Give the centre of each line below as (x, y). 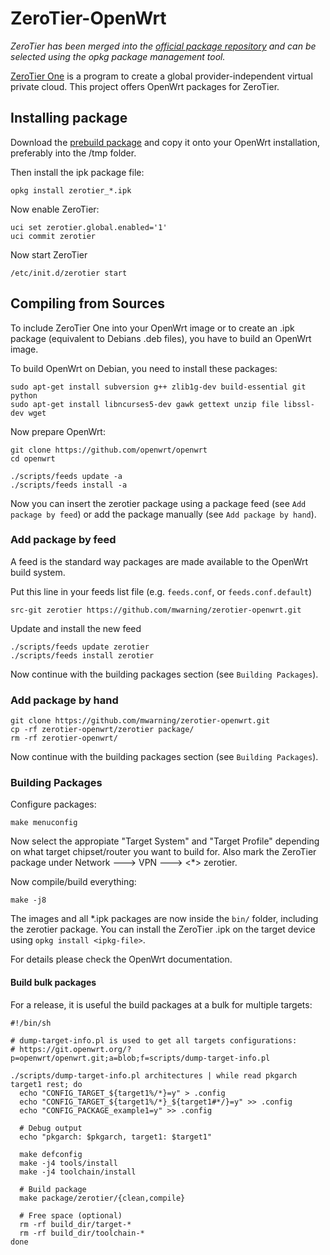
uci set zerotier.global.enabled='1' (89, 227)
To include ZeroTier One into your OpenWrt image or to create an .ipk (152, 328)
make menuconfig (44, 823)
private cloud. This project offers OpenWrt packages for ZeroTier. (145, 86)
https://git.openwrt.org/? (75, 1049)
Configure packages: (53, 804)
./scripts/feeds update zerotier (80, 647)
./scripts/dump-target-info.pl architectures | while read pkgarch (154, 1075)
